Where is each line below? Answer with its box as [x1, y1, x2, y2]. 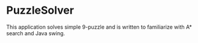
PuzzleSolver [6, 4, 74, 17]
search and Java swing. [6, 29, 65, 36]
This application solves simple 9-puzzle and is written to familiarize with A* [6, 23, 193, 30]
